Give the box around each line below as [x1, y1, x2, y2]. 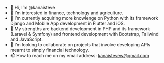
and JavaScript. [10, 36, 43, 42]
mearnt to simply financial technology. [10, 47, 89, 53]
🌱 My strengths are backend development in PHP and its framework [10, 26, 150, 32]
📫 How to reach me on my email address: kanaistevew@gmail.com [10, 53, 149, 58]
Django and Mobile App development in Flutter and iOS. [10, 20, 125, 26]
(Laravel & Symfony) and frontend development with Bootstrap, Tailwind [10, 31, 159, 37]
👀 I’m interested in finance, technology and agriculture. [10, 10, 124, 16]
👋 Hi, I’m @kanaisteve [10, 5, 55, 10]
